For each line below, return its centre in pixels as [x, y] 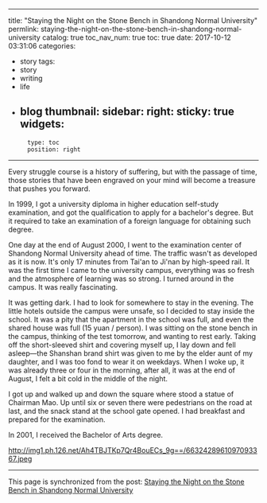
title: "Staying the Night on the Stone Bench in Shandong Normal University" [133, 20]
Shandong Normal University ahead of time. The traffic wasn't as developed [133, 253]
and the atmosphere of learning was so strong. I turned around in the [121, 279]
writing [31, 78]
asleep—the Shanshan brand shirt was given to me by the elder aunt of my [130, 353]
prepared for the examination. [57, 419]
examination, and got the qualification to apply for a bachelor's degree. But [131, 213]
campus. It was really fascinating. [63, 287]
